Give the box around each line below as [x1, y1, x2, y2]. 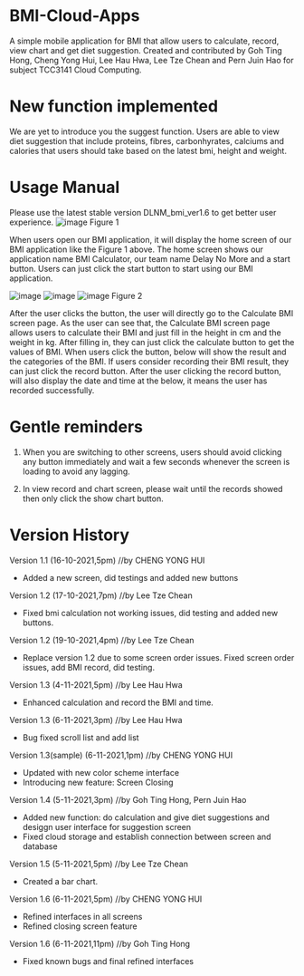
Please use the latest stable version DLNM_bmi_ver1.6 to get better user [9, 207, 277, 217]
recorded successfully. [9, 384, 95, 395]
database [22, 840, 58, 852]
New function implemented [9, 96, 219, 117]
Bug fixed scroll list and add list [22, 731, 139, 743]
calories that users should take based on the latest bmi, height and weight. [9, 145, 288, 156]
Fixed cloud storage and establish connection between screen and [22, 831, 271, 842]
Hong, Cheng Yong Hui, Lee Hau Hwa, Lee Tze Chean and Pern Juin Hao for [9, 54, 294, 65]
